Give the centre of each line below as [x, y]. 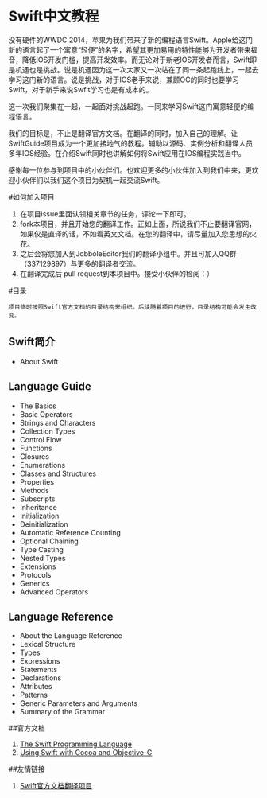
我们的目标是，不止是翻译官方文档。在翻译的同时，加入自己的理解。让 [123, 133]
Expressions [40, 661]
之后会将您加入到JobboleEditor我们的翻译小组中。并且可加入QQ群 [128, 253]
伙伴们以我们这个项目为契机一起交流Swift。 [93, 180]
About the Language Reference [71, 636]
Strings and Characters [58, 422]
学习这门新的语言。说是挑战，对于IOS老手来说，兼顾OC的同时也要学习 [124, 80]
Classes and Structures [58, 473]
